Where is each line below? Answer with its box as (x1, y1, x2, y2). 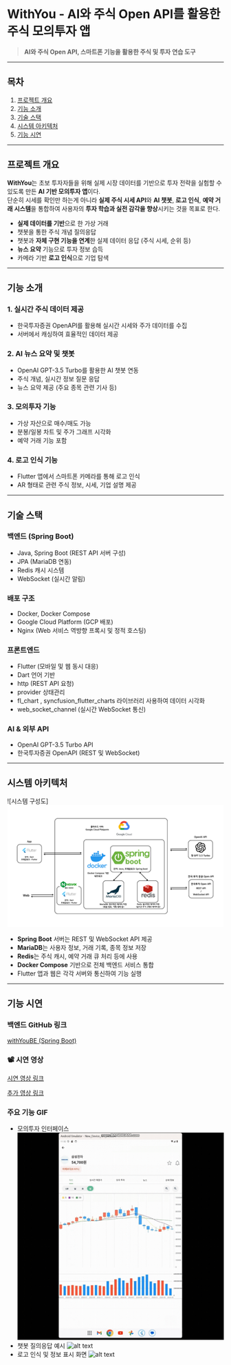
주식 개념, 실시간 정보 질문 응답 (16, 374, 100, 383)
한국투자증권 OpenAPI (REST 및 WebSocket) (16, 749, 140, 757)
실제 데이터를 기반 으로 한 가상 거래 (16, 219, 109, 228)
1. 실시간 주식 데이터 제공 (7, 304, 85, 314)
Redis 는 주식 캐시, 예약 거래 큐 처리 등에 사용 (16, 952, 138, 960)
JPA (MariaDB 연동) (16, 557, 72, 565)
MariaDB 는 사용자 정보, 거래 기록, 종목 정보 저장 (16, 944, 146, 952)
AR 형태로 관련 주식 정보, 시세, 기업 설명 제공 (16, 481, 137, 489)
